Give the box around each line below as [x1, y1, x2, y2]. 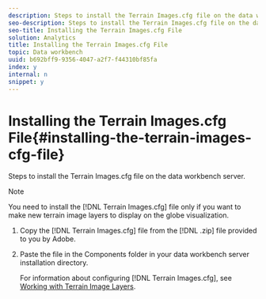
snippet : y [8, 78, 44, 85]
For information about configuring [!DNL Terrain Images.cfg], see [19, 274, 232, 283]
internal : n [8, 70, 47, 78]
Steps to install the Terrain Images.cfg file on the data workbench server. [8, 172, 245, 181]
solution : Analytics [8, 33, 77, 42]
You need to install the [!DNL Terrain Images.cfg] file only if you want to [8, 202, 241, 212]
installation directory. [19, 258, 89, 267]
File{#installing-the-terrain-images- [8, 128, 252, 146]
